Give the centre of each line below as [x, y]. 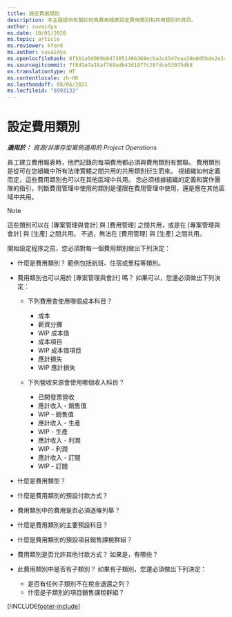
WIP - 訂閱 [53, 466]
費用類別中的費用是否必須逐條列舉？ [69, 510]
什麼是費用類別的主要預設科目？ [62, 525]
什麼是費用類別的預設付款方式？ [62, 496]
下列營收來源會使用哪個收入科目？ [76, 383]
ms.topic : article [33, 39]
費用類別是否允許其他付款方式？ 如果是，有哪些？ [88, 555]
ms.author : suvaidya [37, 53]
